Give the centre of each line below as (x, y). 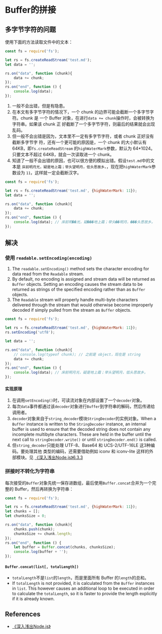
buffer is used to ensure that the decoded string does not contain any (81, 429)
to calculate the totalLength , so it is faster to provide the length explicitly (84, 594)
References (23, 614)
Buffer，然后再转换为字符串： (44, 489)
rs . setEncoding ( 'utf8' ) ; (30, 333)
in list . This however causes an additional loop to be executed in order (83, 588)
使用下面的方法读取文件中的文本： (39, 42)
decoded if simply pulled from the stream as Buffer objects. (72, 310)
